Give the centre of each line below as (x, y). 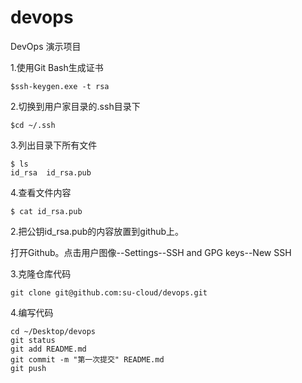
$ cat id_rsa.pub (46, 211)
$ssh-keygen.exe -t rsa (60, 86)
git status (33, 340)
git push (28, 368)
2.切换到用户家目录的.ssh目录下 (75, 106)
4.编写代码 (32, 312)
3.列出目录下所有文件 (54, 145)
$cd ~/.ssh (33, 125)
